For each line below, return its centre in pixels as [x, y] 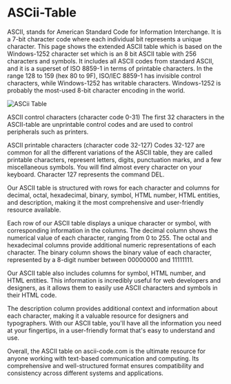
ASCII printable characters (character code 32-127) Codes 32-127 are [106, 145]
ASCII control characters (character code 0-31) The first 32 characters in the [116, 117]
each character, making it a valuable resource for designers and [98, 316]
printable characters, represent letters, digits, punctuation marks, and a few [114, 159]
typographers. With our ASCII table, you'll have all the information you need [114, 323]
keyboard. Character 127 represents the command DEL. [86, 174]
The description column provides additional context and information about [113, 308]
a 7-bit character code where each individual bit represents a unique [104, 39]
